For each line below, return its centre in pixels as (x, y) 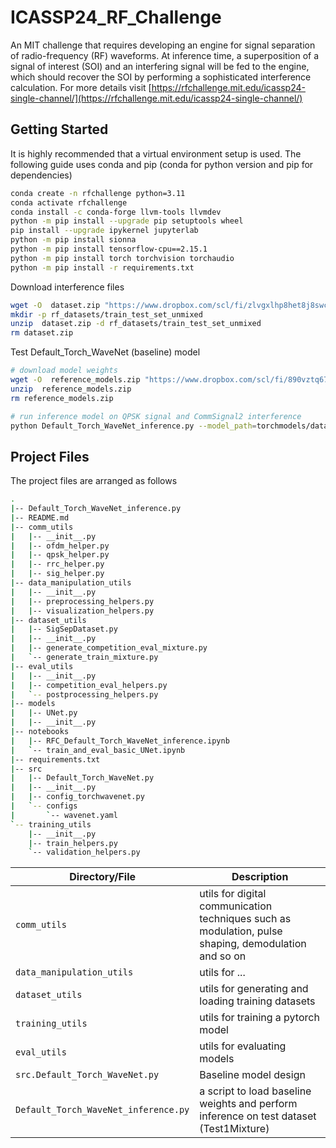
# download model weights (64, 371)
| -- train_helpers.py (73, 843)
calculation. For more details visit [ (81, 87)
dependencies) (41, 175)
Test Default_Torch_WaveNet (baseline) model (105, 352)
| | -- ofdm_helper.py (60, 546)
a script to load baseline (255, 1091)
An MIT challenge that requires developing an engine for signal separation (163, 45)
